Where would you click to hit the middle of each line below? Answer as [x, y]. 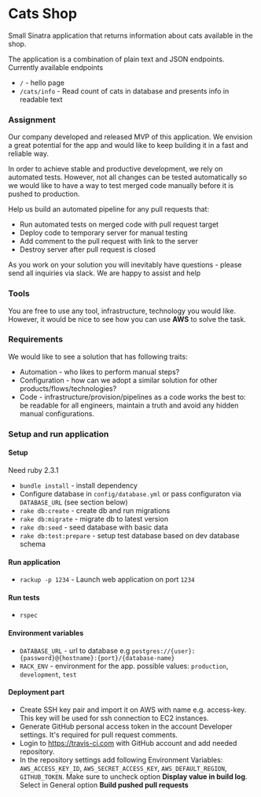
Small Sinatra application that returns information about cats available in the [130, 35]
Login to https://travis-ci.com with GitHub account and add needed [128, 743]
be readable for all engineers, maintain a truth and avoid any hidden [129, 405]
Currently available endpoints [56, 67]
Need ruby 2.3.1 [33, 470]
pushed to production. [44, 194]
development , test [48, 674]
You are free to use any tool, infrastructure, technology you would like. [122, 311]
